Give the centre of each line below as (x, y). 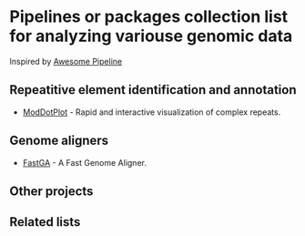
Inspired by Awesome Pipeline (66, 61)
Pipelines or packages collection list (149, 17)
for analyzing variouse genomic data (151, 36)
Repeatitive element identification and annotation (153, 90)
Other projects (51, 191)
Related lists (45, 222)
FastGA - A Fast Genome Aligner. (85, 162)
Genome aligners (59, 141)
